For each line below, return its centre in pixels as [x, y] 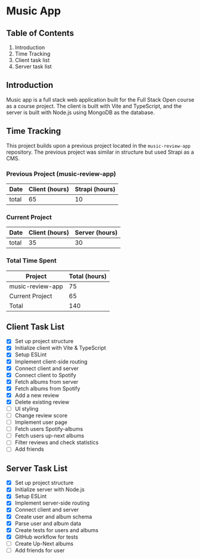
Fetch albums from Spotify [47, 388]
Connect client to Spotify [45, 375]
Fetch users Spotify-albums [49, 429]
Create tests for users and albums [56, 530]
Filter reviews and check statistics [57, 442]
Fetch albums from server [47, 381]
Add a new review [37, 395]
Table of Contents [40, 33]
